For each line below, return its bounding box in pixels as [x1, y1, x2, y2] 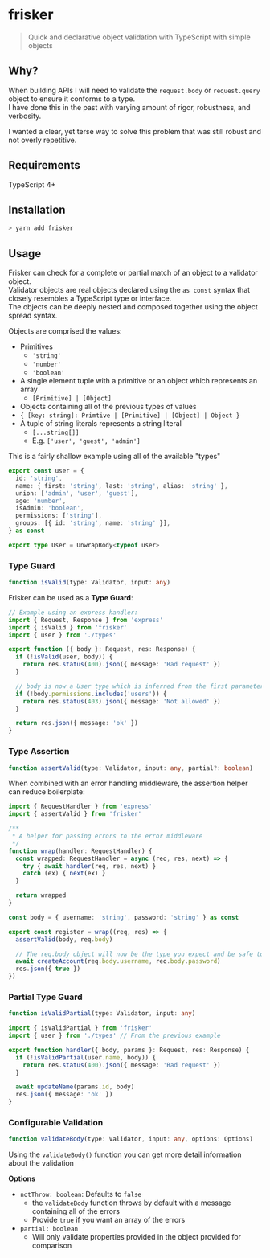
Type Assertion [8, 746, 70, 757]
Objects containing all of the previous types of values [19, 402, 197, 412]
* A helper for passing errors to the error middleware [11, 832, 203, 841]
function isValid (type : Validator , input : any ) [8, 579, 171, 587]
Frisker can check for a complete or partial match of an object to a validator [8, 268, 259, 278]
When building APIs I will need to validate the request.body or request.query [8, 85, 260, 95]
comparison [31, 1240, 72, 1251]
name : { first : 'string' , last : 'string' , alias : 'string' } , [15, 481, 228, 490]
